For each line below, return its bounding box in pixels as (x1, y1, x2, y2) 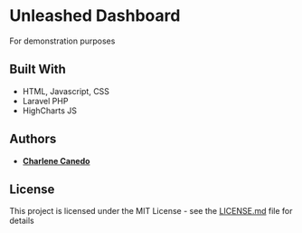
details (9, 215, 34, 227)
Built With (9, 62, 66, 77)
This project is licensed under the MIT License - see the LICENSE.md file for (9, 206, 293, 217)
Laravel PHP (22, 95, 69, 106)
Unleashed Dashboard (9, 5, 181, 26)
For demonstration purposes (9, 35, 116, 46)
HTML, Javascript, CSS (22, 85, 110, 96)
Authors (9, 131, 57, 147)
